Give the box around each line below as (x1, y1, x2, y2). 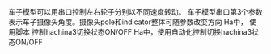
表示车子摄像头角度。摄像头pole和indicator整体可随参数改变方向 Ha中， (8, 17, 248, 27)
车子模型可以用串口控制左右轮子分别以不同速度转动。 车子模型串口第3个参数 (8, 7, 263, 16)
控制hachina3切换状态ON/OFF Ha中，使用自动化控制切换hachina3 (31, 27, 252, 36)
